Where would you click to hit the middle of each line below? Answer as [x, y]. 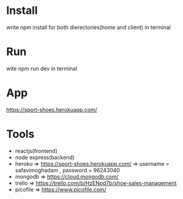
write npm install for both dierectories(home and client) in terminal [88, 27]
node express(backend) [45, 157]
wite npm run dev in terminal [42, 68]
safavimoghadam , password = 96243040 [67, 170]
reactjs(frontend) [36, 151]
